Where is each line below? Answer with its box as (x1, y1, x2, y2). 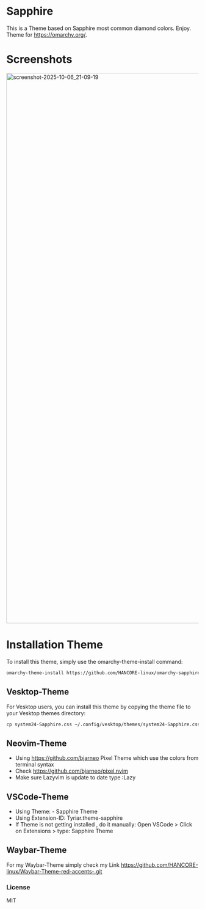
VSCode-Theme (6, 792, 69, 802)
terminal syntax (15, 761, 54, 768)
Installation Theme (6, 638, 104, 652)
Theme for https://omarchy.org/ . (6, 31, 87, 38)
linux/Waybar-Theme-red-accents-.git (6, 867, 103, 875)
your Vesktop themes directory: (6, 709, 86, 716)
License (6, 883, 31, 891)
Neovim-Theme (6, 738, 67, 748)
